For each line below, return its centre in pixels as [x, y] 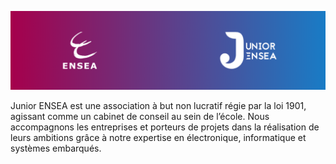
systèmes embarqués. [56, 148]
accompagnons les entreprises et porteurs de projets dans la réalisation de [165, 127]
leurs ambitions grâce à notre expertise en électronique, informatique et [158, 137]
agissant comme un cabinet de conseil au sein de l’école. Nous [140, 116]
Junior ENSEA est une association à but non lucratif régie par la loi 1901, [158, 105]
